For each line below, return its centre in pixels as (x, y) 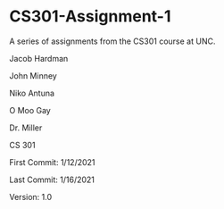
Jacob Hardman (39, 58)
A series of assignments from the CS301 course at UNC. (112, 41)
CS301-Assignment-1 (90, 17)
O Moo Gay (30, 110)
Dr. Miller (26, 128)
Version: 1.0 (31, 196)
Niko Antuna (32, 93)
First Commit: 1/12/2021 (52, 162)
